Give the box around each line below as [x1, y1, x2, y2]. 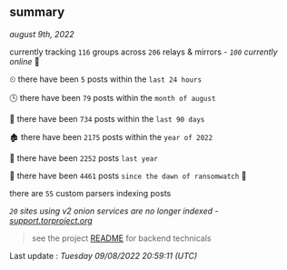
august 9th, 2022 [9, 28, 74, 39]
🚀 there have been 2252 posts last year [9, 152, 159, 164]
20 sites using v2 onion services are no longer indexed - [9, 205, 219, 216]
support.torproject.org [9, 215, 93, 225]
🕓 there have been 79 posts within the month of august [9, 92, 216, 103]
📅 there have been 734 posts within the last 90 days [9, 113, 205, 124]
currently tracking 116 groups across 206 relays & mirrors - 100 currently [9, 46, 279, 57]
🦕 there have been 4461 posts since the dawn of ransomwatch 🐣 [9, 170, 247, 181]
